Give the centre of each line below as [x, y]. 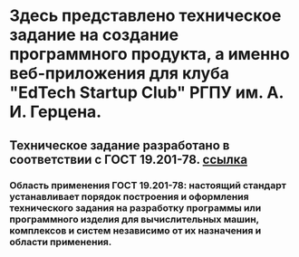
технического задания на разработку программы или [135, 207]
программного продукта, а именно [149, 54]
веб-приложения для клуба [119, 74]
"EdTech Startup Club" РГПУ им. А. [146, 93]
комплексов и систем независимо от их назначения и [135, 230]
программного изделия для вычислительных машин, [135, 219]
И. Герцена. [56, 112]
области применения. [61, 242]
